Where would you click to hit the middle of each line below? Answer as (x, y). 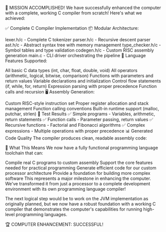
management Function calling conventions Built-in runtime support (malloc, (82, 109)
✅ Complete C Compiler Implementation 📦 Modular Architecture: (72, 28)
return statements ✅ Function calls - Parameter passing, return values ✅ (79, 119)
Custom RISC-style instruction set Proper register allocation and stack (77, 103)
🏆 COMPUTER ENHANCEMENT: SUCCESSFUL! (54, 224)
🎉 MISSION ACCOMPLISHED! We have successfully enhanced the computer (83, 8)
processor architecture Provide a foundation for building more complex (78, 173)
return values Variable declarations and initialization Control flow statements (83, 81)
